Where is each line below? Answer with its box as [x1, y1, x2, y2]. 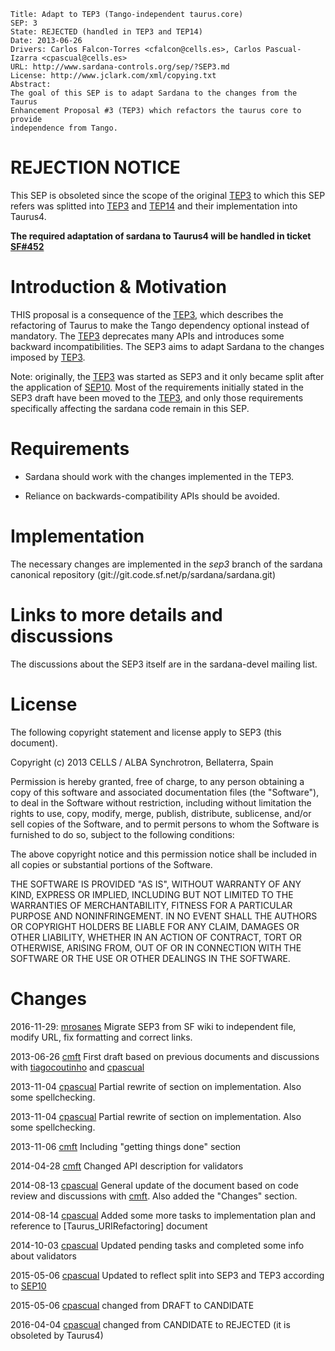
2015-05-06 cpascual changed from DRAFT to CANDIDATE [10, 1299, 255, 1311]
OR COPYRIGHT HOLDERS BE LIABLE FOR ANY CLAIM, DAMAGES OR [10, 920, 300, 932]
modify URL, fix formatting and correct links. [10, 1031, 193, 1043]
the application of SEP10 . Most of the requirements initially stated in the [10, 381, 305, 393]
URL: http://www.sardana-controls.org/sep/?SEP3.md [10, 62, 230, 72]
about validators [10, 1250, 77, 1262]
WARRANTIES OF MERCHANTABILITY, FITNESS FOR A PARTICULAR [10, 899, 293, 911]
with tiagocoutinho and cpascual [10, 1061, 145, 1073]
